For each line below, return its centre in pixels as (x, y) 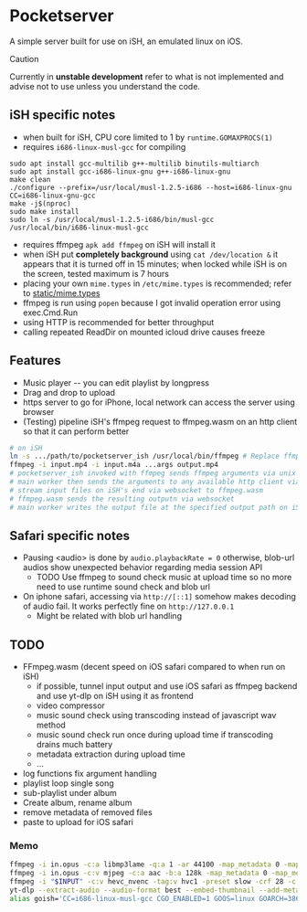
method (51, 725)
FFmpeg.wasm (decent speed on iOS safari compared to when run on (154, 667)
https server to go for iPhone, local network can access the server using (159, 402)
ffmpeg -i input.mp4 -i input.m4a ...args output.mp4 (114, 465)
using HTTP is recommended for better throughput (118, 322)
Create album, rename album (77, 803)
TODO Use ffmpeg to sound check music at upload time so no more (164, 578)
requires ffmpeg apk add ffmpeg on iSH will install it (119, 244)
